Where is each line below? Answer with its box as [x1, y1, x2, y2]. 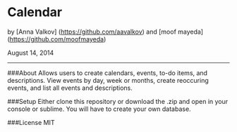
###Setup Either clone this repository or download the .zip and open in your [7, 97, 229, 105]
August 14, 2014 [7, 48, 54, 57]
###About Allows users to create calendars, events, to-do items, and [7, 68, 208, 77]
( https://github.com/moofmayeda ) [7, 34, 107, 43]
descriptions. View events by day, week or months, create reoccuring [7, 76, 209, 84]
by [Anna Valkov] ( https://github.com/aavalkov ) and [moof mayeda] [7, 27, 203, 36]
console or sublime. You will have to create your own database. [7, 105, 192, 113]
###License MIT [7, 118, 55, 126]
